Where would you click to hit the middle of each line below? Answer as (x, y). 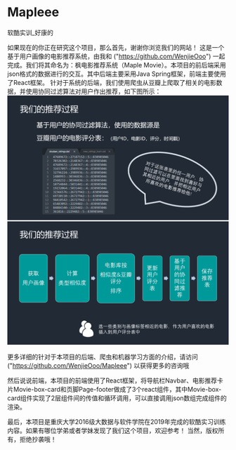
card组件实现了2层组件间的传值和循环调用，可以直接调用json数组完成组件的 (117, 398)
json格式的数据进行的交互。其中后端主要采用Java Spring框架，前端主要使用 (117, 74)
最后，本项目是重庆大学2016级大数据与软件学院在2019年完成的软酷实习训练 (117, 422)
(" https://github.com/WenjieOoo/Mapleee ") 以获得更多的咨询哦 (98, 366)
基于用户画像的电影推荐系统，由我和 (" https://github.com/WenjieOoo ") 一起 (116, 56)
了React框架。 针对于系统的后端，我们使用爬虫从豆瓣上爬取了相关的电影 (112, 82)
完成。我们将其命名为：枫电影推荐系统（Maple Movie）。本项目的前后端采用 (117, 65)
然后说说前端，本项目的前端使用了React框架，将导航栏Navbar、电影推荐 (112, 380)
